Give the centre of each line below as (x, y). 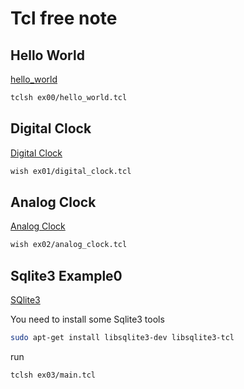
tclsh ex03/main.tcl (53, 375)
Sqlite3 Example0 (66, 275)
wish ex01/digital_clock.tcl (71, 171)
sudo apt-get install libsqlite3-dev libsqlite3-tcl (122, 338)
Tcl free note (64, 18)
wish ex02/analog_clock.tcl (69, 245)
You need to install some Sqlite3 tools (87, 319)
